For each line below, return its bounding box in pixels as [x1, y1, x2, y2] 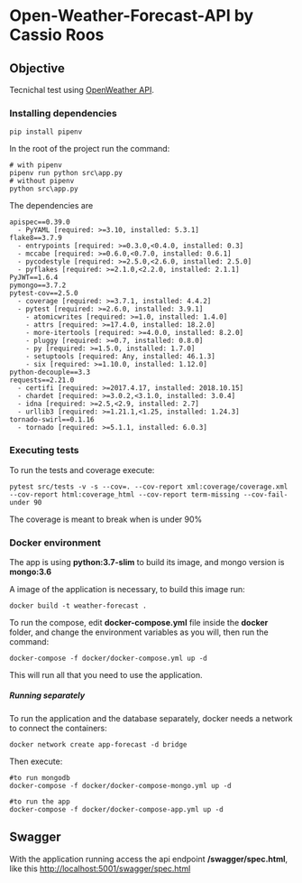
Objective [9, 60, 66, 76]
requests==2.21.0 [9, 376, 75, 385]
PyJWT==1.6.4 [9, 273, 59, 283]
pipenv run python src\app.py [9, 169, 124, 178]
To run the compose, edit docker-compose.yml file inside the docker [9, 617, 269, 627]
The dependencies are [9, 200, 94, 211]
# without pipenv [9, 177, 75, 186]
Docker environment [9, 536, 102, 549]
